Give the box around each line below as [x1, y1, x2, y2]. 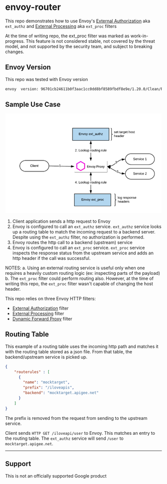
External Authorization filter [12, 305, 69, 311]
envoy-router [5, 1, 61, 13]
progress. [5, 38, 25, 44]
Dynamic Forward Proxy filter [12, 316, 73, 322]
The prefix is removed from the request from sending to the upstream [5, 415, 148, 421]
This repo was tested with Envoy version [5, 76, 88, 82]
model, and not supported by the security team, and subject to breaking [5, 43, 153, 49]
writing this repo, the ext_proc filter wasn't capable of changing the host [5, 281, 153, 287]
